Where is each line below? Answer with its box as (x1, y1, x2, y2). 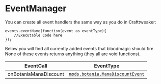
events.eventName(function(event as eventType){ (5, 28, 107, 33)
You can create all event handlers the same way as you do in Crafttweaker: (5, 19, 157, 25)
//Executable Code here (14, 33, 63, 38)
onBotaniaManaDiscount (7, 70, 65, 77)
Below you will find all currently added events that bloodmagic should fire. (5, 45, 155, 51)
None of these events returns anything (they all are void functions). (5, 51, 141, 57)
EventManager (5, 3, 67, 14)
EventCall (24, 62, 48, 69)
